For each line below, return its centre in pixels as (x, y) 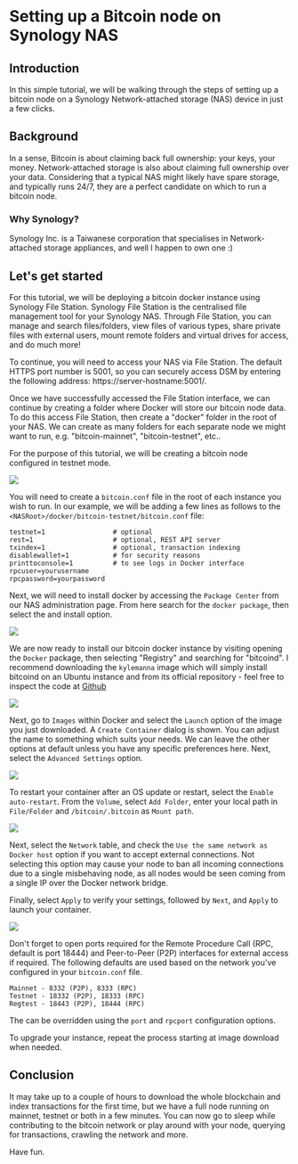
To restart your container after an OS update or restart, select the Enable (141, 791)
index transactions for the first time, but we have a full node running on (139, 1106)
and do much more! (45, 344)
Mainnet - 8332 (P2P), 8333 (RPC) (73, 988)
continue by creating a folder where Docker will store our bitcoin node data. (148, 407)
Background (44, 137)
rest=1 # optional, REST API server (115, 540)
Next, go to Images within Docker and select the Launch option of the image (146, 720)
